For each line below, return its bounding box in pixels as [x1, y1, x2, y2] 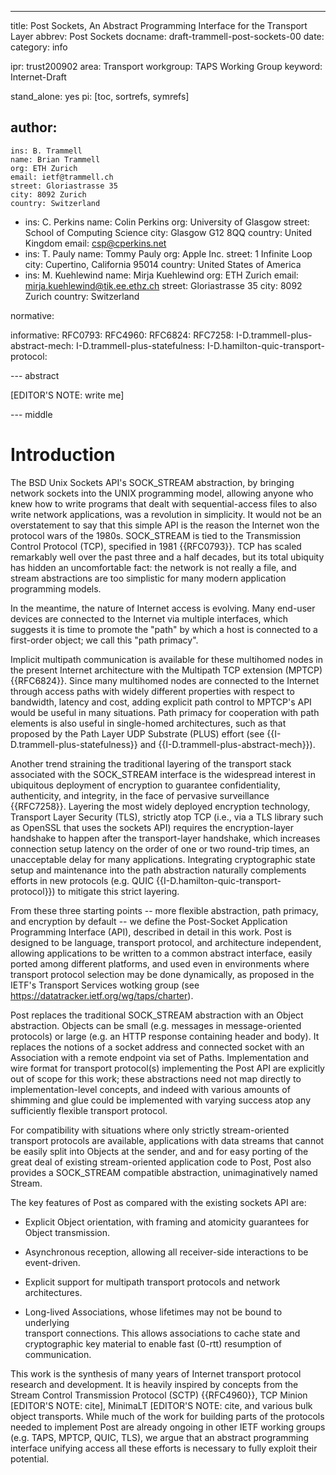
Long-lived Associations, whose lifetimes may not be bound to [24, 1306, 283, 1318]
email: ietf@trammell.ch [10, 172, 114, 182]
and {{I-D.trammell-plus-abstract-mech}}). [139, 738, 316, 750]
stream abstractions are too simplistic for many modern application [10, 572, 287, 584]
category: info [10, 41, 68, 53]
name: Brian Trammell [10, 154, 101, 165]
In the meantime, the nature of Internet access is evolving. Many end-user [10, 602, 316, 614]
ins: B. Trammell [10, 146, 83, 156]
